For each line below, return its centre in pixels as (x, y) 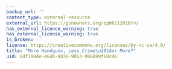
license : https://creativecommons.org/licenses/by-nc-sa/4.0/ (86, 46)
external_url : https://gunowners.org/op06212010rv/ (72, 23)
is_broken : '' (24, 40)
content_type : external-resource (48, 17)
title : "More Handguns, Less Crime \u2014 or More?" (71, 51)
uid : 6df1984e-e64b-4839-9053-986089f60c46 (62, 56)
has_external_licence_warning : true (52, 28)
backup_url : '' (25, 12)
